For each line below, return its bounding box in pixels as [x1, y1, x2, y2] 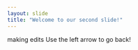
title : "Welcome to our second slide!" [7, 16, 123, 23]
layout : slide [7, 10, 49, 17]
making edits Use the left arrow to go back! [7, 35, 131, 43]
